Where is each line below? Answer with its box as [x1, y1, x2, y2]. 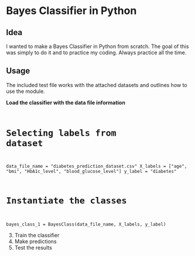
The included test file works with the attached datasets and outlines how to [6, 81, 187, 88]
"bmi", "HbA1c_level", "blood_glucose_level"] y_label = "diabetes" [6, 168, 177, 174]
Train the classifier [14, 232, 60, 239]
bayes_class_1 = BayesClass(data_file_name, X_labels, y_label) [6, 222, 166, 227]
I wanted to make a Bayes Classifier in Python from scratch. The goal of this [6, 43, 189, 50]
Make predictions [14, 238, 57, 245]
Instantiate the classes [6, 195, 127, 206]
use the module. [6, 88, 45, 95]
